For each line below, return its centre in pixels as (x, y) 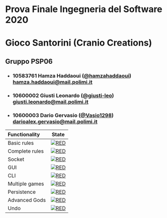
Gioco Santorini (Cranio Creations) (79, 43)
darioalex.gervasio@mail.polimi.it (55, 122)
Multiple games (26, 183)
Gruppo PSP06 (29, 61)
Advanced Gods (27, 200)
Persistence (22, 192)
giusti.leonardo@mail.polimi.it (51, 101)
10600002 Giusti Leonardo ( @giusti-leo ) (63, 95)
